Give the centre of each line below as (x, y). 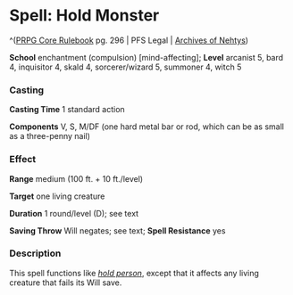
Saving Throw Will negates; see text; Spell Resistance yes (117, 230)
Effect (23, 160)
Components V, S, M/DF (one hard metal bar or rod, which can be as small (146, 127)
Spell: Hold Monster (84, 16)
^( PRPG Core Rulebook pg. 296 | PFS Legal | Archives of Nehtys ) (129, 40)
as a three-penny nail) (50, 136)
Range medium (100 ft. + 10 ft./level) (76, 178)
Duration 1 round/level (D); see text (74, 213)
